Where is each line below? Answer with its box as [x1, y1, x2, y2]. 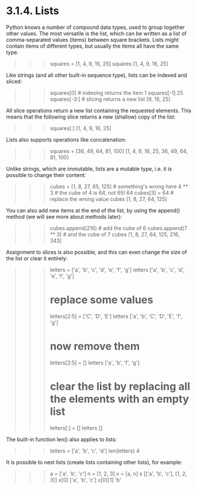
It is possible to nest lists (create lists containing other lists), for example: [6, 458, 182, 465]
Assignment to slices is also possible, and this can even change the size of [6, 248, 187, 255]
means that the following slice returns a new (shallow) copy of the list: [6, 113, 176, 120]
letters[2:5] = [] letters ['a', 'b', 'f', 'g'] [49, 359, 140, 366]
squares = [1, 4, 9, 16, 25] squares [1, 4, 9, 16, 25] [49, 60, 169, 67]
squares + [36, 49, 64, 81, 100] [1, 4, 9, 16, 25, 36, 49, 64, [49, 147, 188, 155]
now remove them [49, 340, 140, 353]
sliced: [6, 78, 22, 85]
